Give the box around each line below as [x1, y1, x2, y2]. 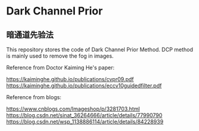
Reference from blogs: [6, 94, 62, 100]
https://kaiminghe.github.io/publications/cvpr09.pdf [6, 76, 134, 82]
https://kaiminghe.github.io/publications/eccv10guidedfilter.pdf [6, 82, 162, 89]
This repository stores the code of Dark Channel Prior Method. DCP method [6, 46, 194, 53]
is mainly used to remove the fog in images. [6, 52, 114, 59]
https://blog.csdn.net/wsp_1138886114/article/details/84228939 [6, 118, 164, 125]
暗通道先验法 [6, 29, 54, 40]
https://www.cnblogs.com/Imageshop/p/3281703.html [6, 105, 140, 112]
